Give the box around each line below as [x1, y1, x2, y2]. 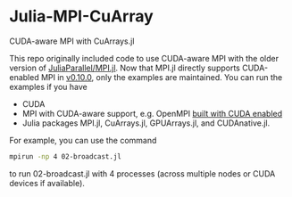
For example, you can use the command [9, 135, 157, 145]
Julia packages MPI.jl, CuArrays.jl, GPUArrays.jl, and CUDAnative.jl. [21, 118, 271, 128]
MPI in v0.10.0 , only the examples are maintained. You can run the [40, 71, 283, 82]
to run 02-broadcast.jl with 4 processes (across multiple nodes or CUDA [9, 168, 276, 179]
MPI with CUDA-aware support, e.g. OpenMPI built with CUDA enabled [21, 108, 283, 119]
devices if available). [9, 177, 85, 188]
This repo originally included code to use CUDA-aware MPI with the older [9, 53, 279, 63]
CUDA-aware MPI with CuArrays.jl [9, 36, 135, 46]
